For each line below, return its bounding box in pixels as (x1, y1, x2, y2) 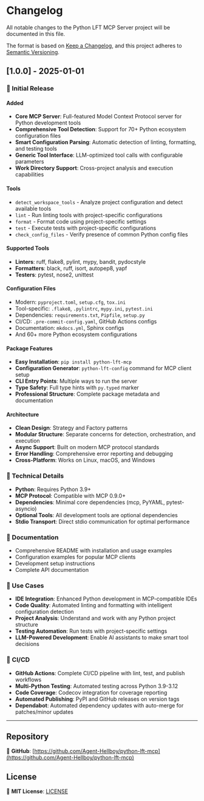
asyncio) (15, 505, 37, 512)
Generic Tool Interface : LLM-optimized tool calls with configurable (15, 151, 183, 159)
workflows (15, 676, 42, 683)
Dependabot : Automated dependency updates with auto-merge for (15, 701, 184, 709)
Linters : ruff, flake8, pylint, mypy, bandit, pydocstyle (15, 258, 146, 265)
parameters (15, 158, 44, 165)
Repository (6, 732, 49, 742)
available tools (15, 205, 52, 212)
